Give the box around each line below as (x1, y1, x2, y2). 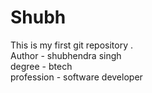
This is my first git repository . (10, 39, 133, 51)
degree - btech (10, 60, 73, 72)
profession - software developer (10, 71, 143, 83)
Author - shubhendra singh (10, 49, 122, 61)
